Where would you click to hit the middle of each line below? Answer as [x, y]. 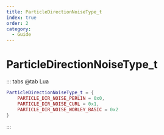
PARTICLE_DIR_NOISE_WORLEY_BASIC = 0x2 [68, 109]
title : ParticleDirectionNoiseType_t [54, 12]
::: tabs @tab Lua [28, 81]
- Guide [22, 35]
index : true [21, 18]
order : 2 [17, 23]
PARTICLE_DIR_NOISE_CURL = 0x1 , [58, 104]
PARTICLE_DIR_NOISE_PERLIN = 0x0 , [61, 98]
